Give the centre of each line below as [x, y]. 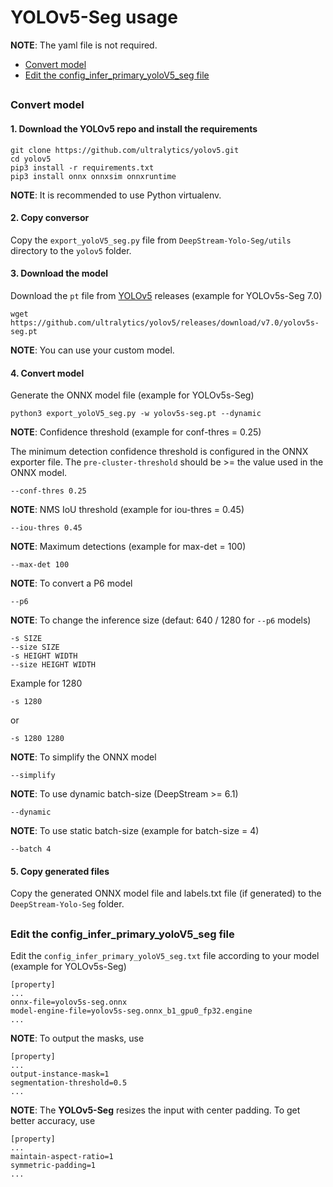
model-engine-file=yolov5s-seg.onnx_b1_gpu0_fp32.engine [131, 1011]
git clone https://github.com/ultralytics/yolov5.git [125, 150]
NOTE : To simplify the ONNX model [83, 757]
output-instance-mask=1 [60, 1074]
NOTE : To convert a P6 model [71, 583]
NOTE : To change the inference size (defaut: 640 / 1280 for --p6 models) [161, 620]
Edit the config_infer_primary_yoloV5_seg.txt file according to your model [165, 956]
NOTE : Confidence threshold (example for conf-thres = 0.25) [136, 432]
